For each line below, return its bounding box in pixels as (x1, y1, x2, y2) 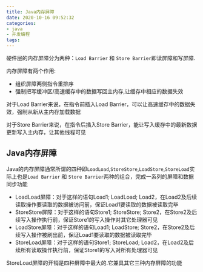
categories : (6, 20, 36, 26)
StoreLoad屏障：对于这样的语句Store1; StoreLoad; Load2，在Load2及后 (15, 239, 195, 246)
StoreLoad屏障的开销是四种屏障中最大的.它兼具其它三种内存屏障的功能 (6, 259, 182, 267)
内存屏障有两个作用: (6, 67, 56, 75)
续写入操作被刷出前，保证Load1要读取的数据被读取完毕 (15, 231, 153, 238)
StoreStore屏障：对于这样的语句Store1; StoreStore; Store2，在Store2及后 (15, 208, 198, 216)
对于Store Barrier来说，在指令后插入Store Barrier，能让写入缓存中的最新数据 (6, 121, 198, 128)
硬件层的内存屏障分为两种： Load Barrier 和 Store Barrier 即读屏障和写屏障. (6, 55, 196, 61)
